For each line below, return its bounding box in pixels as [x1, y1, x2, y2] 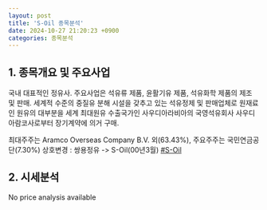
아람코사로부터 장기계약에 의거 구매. [8, 118, 120, 128]
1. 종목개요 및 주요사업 [8, 65, 111, 79]
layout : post [8, 11, 52, 20]
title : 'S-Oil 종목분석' [8, 19, 84, 27]
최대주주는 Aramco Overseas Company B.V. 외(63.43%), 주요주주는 [8, 135, 226, 145]
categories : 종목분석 [8, 34, 73, 42]
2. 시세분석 [8, 171, 60, 184]
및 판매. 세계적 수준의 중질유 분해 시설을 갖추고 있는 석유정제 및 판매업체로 [8, 98, 238, 108]
